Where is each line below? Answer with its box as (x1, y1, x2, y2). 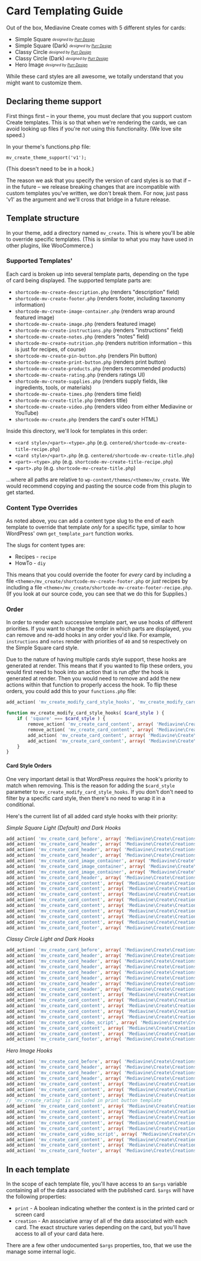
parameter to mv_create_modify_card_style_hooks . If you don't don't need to (6, 788, 193, 795)
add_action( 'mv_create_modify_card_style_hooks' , (6, 699, 135, 705)
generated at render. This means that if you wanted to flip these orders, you (6, 662, 193, 669)
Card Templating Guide (6, 4, 124, 18)
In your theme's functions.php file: (6, 143, 91, 150)
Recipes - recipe (14, 553, 57, 561)
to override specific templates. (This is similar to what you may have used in (6, 235, 193, 243)
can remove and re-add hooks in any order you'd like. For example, (6, 631, 172, 639)
